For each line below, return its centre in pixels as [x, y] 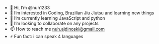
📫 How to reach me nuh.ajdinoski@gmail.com [57, 29]
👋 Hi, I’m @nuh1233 [30, 8]
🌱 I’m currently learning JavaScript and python [57, 18]
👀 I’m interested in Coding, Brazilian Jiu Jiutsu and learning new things [82, 13]
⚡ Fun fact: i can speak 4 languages [46, 36]
